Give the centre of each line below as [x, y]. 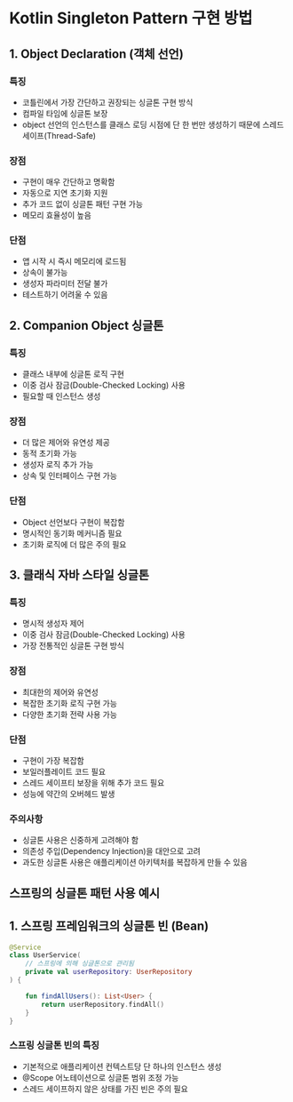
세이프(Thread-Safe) [59, 135]
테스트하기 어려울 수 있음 [65, 295]
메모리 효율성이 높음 [56, 215]
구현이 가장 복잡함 [53, 761]
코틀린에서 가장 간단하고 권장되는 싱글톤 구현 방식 [107, 102]
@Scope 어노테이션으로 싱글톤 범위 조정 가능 [100, 1077]
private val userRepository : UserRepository [109, 972]
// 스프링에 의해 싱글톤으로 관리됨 [80, 964]
